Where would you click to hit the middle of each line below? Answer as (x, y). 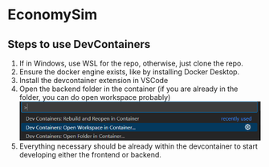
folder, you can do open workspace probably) (95, 97)
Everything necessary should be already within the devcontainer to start (139, 146)
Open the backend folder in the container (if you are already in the (128, 89)
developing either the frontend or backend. (90, 155)
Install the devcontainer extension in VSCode (94, 80)
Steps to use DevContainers (79, 44)
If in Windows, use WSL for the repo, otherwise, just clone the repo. (131, 63)
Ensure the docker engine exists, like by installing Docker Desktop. (129, 72)
